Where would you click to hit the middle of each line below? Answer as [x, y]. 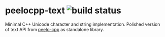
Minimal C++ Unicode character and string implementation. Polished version [82, 24]
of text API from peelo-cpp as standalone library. [55, 29]
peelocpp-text [35, 11]
